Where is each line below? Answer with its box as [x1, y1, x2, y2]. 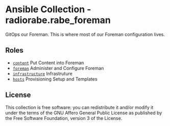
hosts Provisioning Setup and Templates [12, 75, 98, 82]
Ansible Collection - [5, 4, 91, 15]
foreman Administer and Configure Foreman [12, 65, 104, 71]
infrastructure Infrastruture [12, 70, 72, 77]
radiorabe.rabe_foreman [5, 14, 111, 26]
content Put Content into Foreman [12, 60, 84, 66]
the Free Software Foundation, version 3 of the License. [5, 115, 123, 121]
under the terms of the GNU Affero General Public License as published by [5, 110, 162, 116]
